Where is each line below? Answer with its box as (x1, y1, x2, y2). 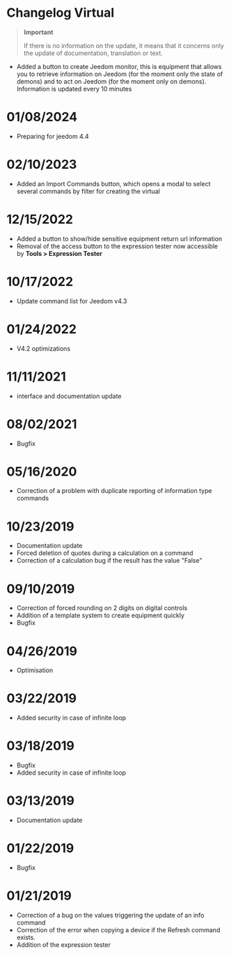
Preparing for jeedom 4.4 (16, 132, 90, 140)
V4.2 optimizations (16, 344, 71, 353)
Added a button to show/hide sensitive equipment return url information (16, 234, 223, 243)
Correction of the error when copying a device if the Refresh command (16, 925, 221, 934)
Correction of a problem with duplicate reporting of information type (16, 487, 213, 495)
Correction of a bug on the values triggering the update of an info (16, 911, 205, 919)
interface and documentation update (16, 392, 122, 400)
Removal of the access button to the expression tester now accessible (16, 242, 218, 250)
